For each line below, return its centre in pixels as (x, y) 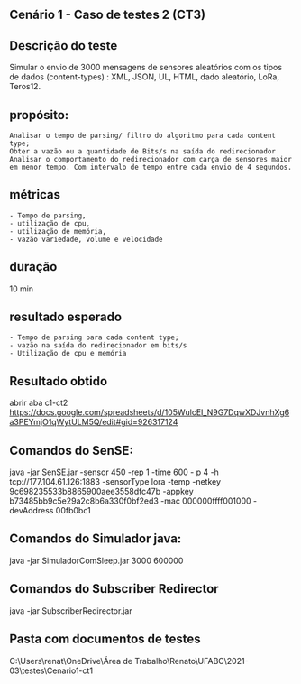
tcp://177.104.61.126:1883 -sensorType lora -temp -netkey (115, 482)
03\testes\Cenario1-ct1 (51, 670)
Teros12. (25, 87)
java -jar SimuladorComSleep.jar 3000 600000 (96, 560)
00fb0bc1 (73, 511)
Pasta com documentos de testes (105, 639)
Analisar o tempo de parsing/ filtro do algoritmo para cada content (143, 136)
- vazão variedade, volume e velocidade (87, 239)
